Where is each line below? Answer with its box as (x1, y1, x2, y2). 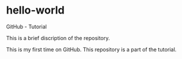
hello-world (6, 4, 65, 17)
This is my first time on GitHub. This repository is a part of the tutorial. (6, 45, 177, 53)
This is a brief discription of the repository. (6, 34, 110, 41)
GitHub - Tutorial (6, 23, 47, 30)
